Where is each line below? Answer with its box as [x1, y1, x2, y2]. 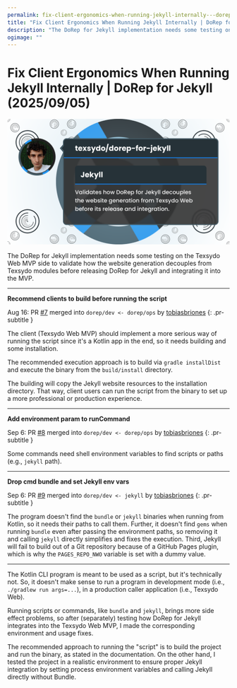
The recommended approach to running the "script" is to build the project [7, 642, 221, 651]
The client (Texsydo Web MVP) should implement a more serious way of [7, 329, 217, 337]
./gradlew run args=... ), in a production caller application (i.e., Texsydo [7, 585, 219, 593]
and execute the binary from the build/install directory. [7, 365, 173, 374]
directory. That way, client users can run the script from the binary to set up [7, 386, 227, 395]
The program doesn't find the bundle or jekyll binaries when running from [7, 512, 224, 520]
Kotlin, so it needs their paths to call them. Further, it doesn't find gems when [7, 520, 228, 528]
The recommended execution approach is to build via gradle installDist [7, 358, 221, 366]
